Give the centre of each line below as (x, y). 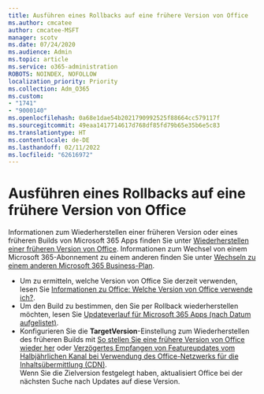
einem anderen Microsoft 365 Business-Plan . (82, 266)
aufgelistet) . (39, 323)
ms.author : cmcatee (40, 23)
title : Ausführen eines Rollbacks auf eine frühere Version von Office (128, 15)
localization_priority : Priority (63, 81)
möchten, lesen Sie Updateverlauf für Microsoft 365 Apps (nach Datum (135, 314)
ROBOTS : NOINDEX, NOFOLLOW (52, 74)
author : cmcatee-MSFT (44, 30)
